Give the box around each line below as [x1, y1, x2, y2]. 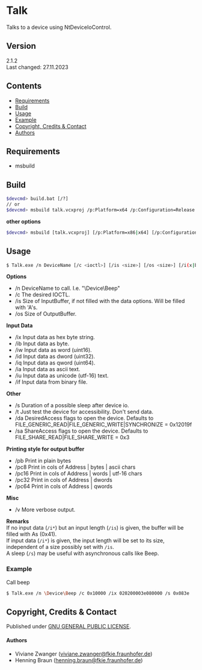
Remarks [6, 518, 29, 525]
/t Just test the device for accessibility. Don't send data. [14, 408, 154, 416]
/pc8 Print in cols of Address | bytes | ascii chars [14, 463, 136, 471]
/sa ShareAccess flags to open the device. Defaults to [14, 427, 148, 434]
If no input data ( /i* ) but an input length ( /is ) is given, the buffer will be [6, 524, 184, 531]
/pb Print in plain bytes [14, 457, 71, 465]
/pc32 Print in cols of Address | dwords [14, 477, 112, 484]
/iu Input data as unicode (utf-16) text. [14, 372, 109, 380]
